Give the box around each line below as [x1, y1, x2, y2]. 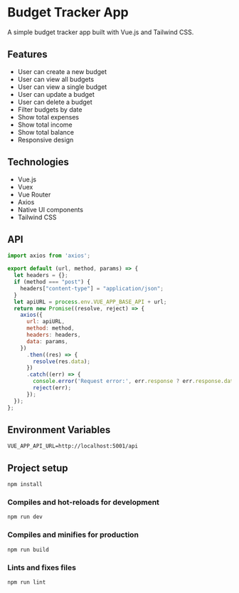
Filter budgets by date [17, 105, 83, 114]
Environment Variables [7, 424, 111, 436]
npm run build [7, 546, 50, 553]
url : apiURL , [26, 318, 65, 325]
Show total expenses [17, 112, 80, 121]
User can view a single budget [17, 83, 107, 91]
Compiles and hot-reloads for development [7, 498, 160, 508]
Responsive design [17, 135, 74, 144]
